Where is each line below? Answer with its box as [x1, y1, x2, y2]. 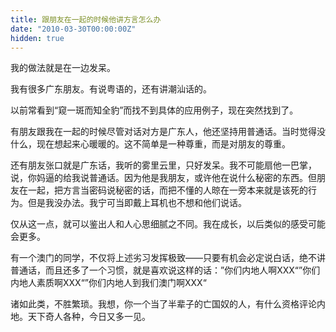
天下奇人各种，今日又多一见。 [27, 311, 151, 323]
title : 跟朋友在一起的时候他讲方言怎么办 [10, 14, 162, 25]
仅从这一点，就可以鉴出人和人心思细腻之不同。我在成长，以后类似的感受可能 [10, 218, 326, 230]
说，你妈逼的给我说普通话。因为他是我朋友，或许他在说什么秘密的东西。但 [10, 172, 317, 184]
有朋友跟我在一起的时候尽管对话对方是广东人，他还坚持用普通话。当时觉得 [10, 126, 317, 138]
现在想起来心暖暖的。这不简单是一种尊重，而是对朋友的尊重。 [36, 138, 291, 150]
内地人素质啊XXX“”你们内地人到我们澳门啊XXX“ [10, 277, 207, 289]
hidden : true [10, 33, 65, 43]
